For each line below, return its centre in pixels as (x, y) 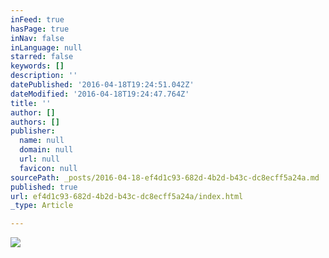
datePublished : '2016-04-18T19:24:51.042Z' (102, 85)
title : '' (31, 103)
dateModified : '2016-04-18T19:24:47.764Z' (100, 94)
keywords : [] (37, 66)
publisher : (33, 131)
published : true (44, 187)
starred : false (42, 57)
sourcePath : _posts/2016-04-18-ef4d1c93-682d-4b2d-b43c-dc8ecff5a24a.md (165, 177)
